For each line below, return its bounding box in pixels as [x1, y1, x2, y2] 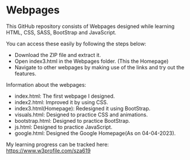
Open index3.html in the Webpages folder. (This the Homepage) [14, 58, 169, 65]
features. [14, 70, 37, 77]
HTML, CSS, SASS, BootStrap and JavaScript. [6, 29, 117, 35]
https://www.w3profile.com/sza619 [6, 147, 91, 154]
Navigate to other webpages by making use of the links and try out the [14, 63, 185, 70]
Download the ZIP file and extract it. [14, 51, 101, 58]
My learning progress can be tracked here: [6, 141, 109, 148]
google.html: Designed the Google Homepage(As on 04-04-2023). [14, 129, 176, 137]
